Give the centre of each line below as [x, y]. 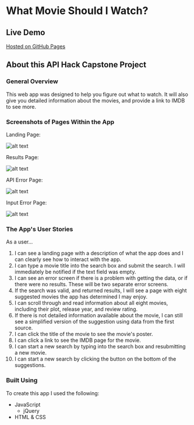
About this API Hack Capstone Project [76, 65]
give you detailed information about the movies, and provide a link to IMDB [96, 100]
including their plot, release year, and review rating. [76, 309]
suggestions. [30, 365]
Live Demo [26, 32]
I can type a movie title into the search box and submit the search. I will [100, 266]
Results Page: [22, 157]
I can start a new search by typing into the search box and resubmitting [100, 347]
